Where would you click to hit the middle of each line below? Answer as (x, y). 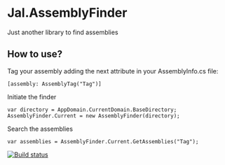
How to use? (35, 54)
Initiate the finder (32, 96)
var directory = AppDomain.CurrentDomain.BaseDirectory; (92, 110)
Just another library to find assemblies (63, 32)
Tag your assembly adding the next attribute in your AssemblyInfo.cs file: (113, 71)
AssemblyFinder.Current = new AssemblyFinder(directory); (94, 116)
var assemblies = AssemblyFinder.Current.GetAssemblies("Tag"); (103, 141)
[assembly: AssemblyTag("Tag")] (54, 84)
